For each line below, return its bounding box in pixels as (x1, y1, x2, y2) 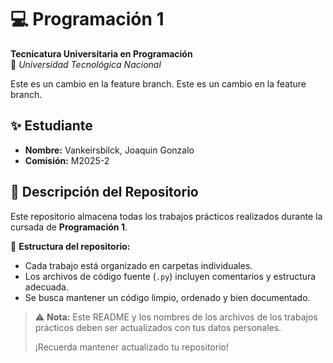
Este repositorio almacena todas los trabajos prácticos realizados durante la (10, 210, 323, 222)
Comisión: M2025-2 (24, 154, 110, 166)
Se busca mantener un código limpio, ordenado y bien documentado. (24, 291, 311, 303)
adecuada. (24, 281, 69, 293)
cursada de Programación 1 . (10, 221, 128, 233)
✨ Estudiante (10, 117, 93, 135)
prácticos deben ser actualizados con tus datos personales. (34, 321, 282, 333)
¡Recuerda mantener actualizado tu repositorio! (34, 341, 229, 353)
